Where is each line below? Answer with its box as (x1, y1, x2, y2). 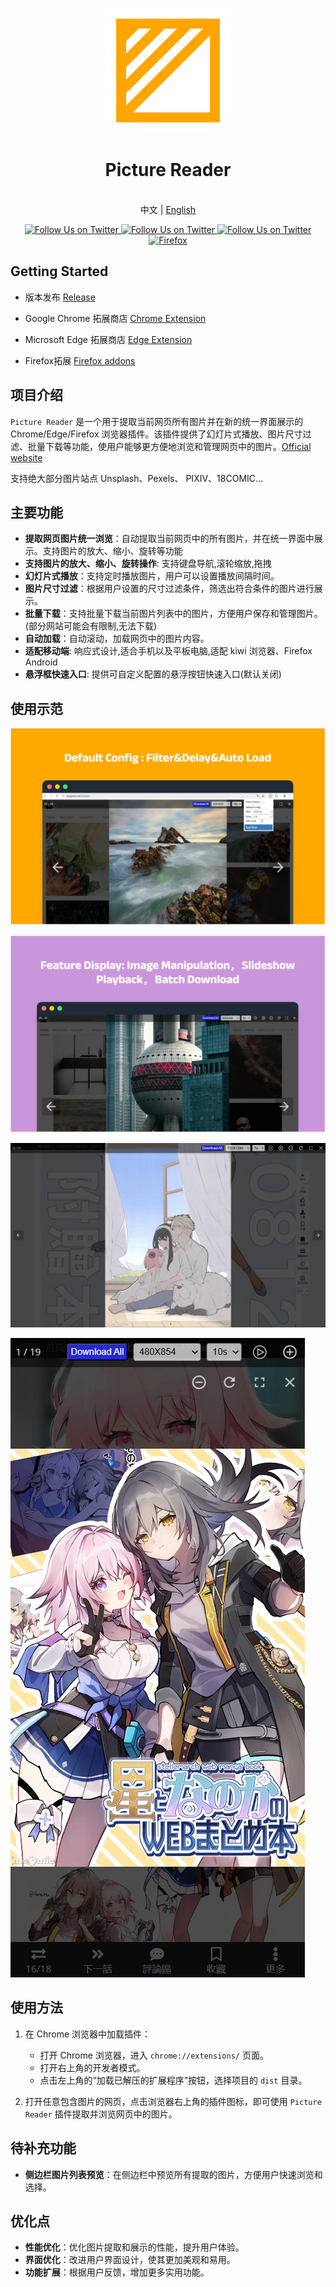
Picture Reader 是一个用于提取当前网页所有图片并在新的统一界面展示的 (10, 415, 304, 427)
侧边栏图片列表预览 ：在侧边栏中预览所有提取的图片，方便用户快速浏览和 (24, 2168, 323, 2180)
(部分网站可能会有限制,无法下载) (24, 620, 158, 632)
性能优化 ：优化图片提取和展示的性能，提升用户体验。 (24, 2241, 245, 2253)
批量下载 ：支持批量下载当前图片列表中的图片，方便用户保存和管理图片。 (24, 608, 323, 620)
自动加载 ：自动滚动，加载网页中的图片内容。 (24, 633, 210, 645)
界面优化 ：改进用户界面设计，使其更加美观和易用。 (24, 2254, 236, 2266)
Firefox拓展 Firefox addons (24, 354, 136, 367)
